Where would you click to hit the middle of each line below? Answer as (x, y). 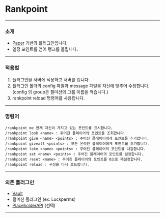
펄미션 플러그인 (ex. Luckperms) (44, 199)
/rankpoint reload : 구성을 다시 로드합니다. (47, 164)
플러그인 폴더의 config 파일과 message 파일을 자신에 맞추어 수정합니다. (81, 86)
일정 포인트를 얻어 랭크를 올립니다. (45, 49)
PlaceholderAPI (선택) (34, 206)
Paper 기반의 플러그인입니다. (40, 43)
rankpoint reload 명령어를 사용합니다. (48, 98)
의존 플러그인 (20, 182)
